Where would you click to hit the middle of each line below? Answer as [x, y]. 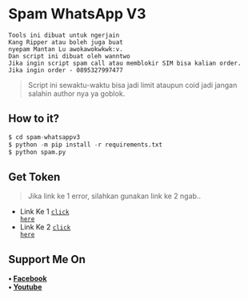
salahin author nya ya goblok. [76, 94]
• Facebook [28, 278]
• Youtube [25, 287]
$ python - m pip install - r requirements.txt [85, 145]
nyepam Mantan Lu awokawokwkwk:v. [66, 49]
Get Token [34, 177]
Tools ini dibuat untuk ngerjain [64, 35]
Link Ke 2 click [45, 227]
